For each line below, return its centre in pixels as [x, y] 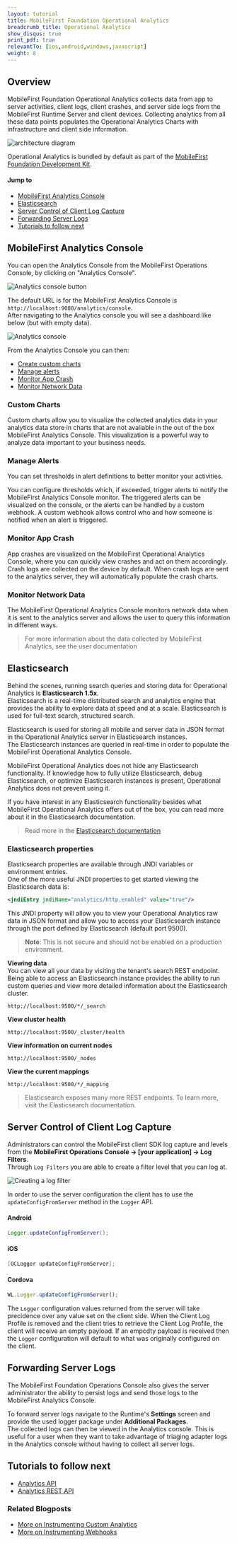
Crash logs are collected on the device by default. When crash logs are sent [118, 569]
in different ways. [33, 625]
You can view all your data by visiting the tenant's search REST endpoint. [114, 970]
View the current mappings [48, 1071]
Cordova [20, 1280]
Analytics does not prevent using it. [59, 788]
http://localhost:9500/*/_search [57, 1006]
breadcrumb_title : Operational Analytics [69, 27]
